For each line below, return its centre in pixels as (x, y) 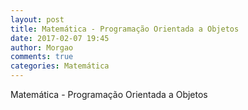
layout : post (37, 19)
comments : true (42, 57)
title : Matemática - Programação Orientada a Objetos (125, 29)
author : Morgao (42, 47)
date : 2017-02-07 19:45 (60, 38)
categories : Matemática (60, 66)
